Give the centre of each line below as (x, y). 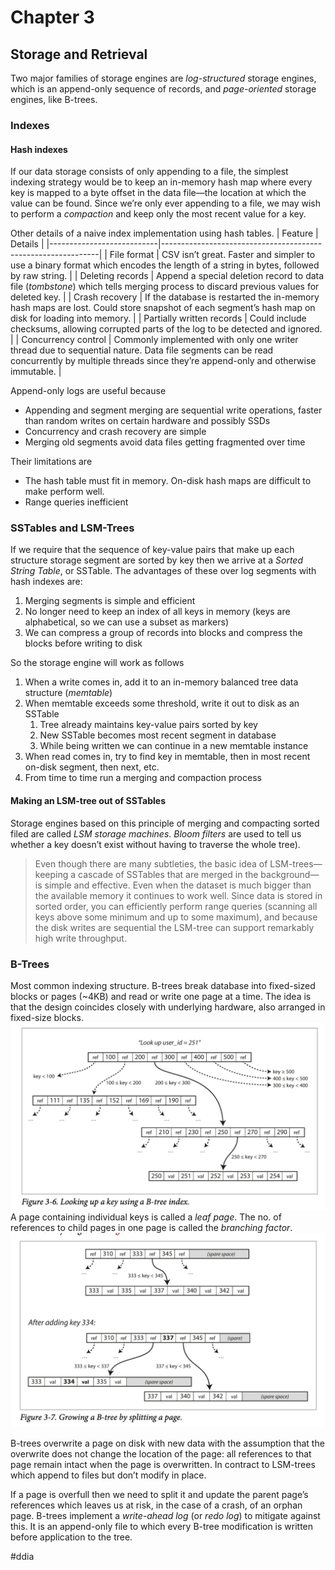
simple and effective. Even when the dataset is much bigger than (178, 885)
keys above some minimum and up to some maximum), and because (176, 917)
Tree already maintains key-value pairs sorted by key (148, 725)
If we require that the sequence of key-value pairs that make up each (152, 550)
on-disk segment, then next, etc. (92, 767)
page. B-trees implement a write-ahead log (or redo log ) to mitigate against (165, 1516)
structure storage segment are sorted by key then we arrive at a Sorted (156, 560)
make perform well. (64, 492)
